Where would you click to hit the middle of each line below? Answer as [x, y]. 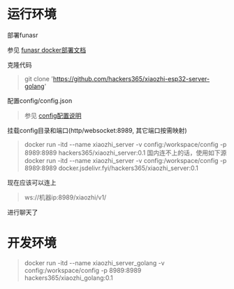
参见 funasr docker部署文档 [46, 50]
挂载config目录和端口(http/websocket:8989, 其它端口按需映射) [97, 130]
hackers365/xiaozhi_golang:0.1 [68, 278]
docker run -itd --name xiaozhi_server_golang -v [95, 262]
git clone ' [39, 78]
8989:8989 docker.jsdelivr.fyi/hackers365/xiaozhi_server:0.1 [111, 168]
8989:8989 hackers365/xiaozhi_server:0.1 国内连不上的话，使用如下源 [125, 153]
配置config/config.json [40, 100]
